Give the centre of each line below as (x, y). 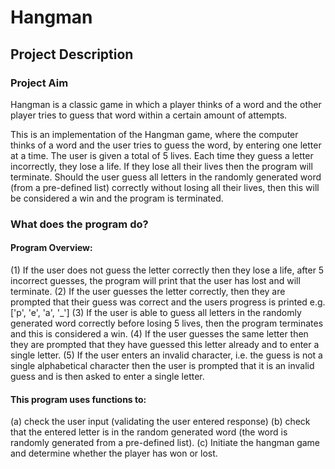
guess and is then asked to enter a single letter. (107, 376)
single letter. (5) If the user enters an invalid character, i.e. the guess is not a (166, 355)
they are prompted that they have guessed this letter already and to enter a (165, 344)
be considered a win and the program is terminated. (117, 198)
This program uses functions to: (78, 399)
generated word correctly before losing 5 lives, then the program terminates (167, 323)
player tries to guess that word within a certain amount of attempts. (149, 115)
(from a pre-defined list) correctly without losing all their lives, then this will (165, 187)
